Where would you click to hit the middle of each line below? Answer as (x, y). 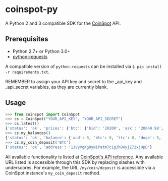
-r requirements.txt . (27, 72)
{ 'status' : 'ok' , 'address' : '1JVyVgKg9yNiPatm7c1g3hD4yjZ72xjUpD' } (79, 147)
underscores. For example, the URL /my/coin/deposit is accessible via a (80, 167)
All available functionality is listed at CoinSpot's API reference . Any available (84, 157)
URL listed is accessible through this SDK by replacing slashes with (75, 162)
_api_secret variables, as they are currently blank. (57, 87)
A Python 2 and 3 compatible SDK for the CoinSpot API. (63, 23)
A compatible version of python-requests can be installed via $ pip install (84, 66)
